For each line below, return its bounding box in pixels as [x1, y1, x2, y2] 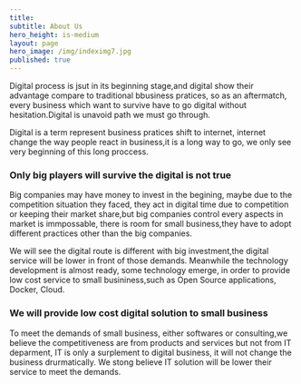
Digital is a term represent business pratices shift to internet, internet [9, 127, 266, 137]
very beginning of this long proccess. [9, 146, 150, 157]
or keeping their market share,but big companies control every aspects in [9, 209, 284, 220]
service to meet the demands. [9, 366, 121, 377]
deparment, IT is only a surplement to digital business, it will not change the [9, 347, 292, 358]
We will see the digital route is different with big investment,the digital [9, 246, 269, 257]
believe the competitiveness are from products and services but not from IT [9, 337, 292, 348]
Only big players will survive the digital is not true [9, 169, 232, 182]
